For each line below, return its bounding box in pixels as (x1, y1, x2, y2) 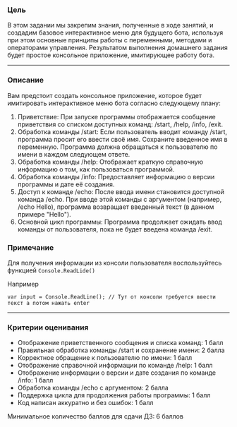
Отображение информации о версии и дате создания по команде (17, 368, 217, 377)
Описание (7, 76, 44, 85)
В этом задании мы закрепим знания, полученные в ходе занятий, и (7, 21, 214, 30)
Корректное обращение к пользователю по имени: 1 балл (17, 354, 193, 362)
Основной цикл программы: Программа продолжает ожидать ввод (17, 217, 222, 226)
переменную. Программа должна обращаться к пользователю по (17, 143, 218, 151)
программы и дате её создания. (17, 180, 115, 188)
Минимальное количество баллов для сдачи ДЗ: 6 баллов (7, 412, 183, 421)
